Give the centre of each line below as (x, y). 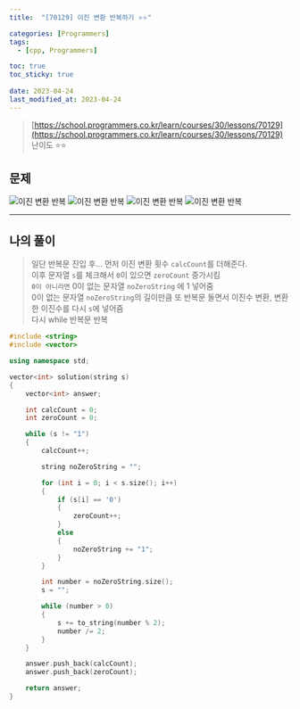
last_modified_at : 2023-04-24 (66, 99)
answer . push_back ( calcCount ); (82, 664)
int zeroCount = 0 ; (62, 418)
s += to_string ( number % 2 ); (111, 622)
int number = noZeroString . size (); (108, 582)
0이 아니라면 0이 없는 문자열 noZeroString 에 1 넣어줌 (122, 286)
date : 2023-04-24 (42, 91)
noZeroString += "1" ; (113, 549)
